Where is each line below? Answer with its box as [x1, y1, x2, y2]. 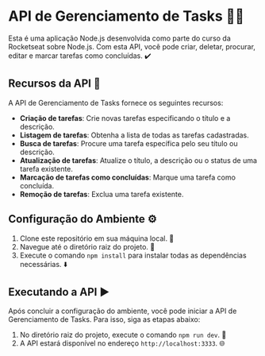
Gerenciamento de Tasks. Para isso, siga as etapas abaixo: [8, 315, 201, 324]
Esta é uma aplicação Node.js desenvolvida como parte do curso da [8, 33, 232, 43]
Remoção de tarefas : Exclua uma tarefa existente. [19, 189, 184, 199]
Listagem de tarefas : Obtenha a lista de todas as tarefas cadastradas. [19, 130, 250, 140]
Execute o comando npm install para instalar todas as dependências [19, 250, 248, 260]
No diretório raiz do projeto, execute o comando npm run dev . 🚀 [19, 330, 227, 340]
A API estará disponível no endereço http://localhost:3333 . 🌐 [19, 339, 225, 348]
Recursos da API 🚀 [8, 77, 101, 91]
